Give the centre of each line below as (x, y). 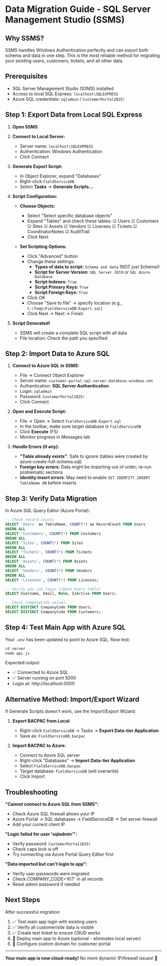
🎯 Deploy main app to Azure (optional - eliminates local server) (77, 938)
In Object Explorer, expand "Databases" (60, 176)
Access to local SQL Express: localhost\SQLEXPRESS (65, 94)
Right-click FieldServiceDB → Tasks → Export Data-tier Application (89, 731)
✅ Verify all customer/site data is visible (53, 927)
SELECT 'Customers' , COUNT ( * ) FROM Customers (53, 534)
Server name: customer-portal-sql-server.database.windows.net (86, 381)
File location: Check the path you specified (64, 338)
